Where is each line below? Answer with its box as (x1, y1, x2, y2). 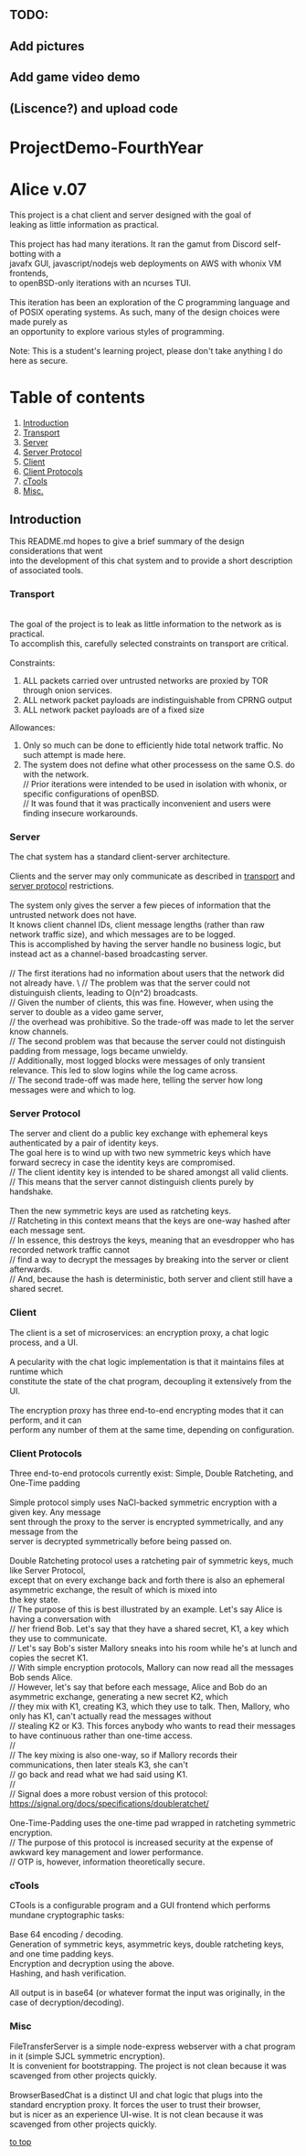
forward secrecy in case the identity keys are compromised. (9, 1157, 236, 1169)
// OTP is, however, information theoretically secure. (9, 1856, 206, 1867)
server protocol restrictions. (9, 881, 114, 891)
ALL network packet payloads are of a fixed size (22, 704, 206, 715)
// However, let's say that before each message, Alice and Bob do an (9, 1681, 268, 1692)
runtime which (9, 1366, 64, 1377)
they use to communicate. (9, 1632, 108, 1644)
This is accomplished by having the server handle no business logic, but (9, 939, 281, 950)
